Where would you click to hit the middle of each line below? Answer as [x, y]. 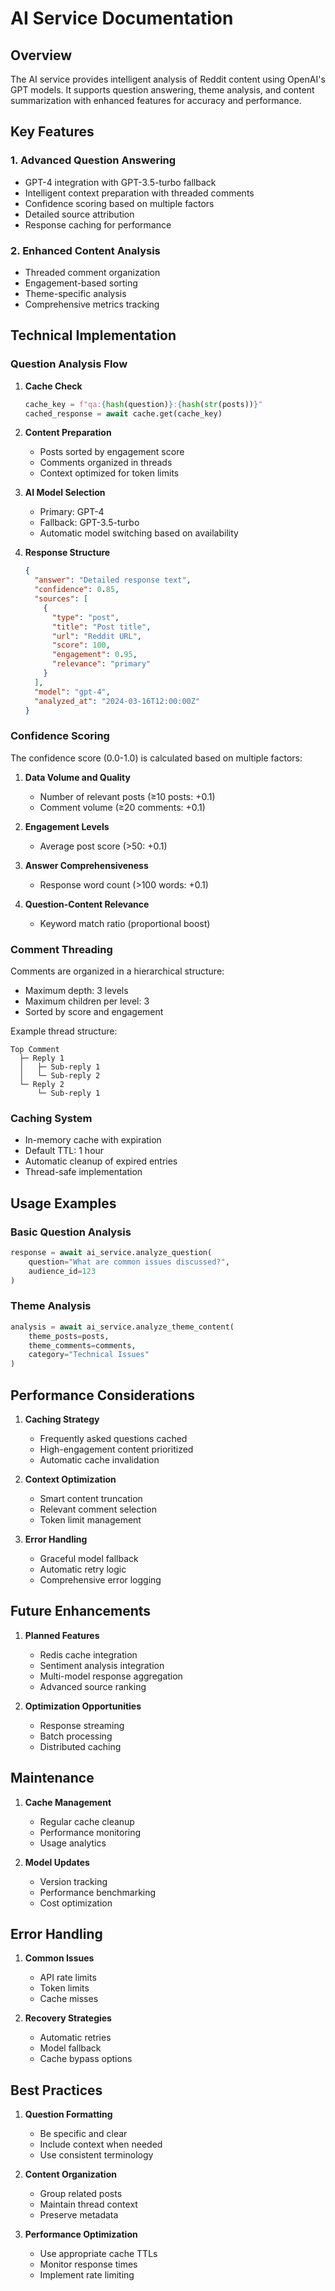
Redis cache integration [88, 1654]
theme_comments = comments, [82, 1345]
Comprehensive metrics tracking [92, 304]
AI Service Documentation [122, 18]
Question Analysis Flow [69, 364]
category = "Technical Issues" [89, 1355]
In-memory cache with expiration [93, 1140]
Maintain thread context [88, 2204]
